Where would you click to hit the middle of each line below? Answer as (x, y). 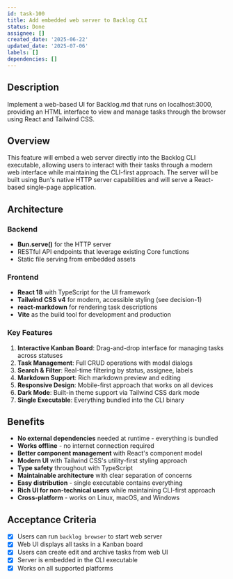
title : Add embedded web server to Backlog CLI (78, 20)
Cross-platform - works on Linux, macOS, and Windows (98, 498)
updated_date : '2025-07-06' (48, 46)
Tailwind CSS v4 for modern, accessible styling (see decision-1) (110, 300)
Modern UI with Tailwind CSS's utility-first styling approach (102, 460)
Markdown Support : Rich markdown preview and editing (99, 377)
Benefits (26, 422)
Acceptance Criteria (52, 519)
